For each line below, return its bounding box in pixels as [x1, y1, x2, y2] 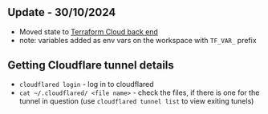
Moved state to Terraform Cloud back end [18, 26, 158, 37]
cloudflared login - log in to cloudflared [18, 80, 154, 89]
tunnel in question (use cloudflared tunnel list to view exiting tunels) [18, 96, 254, 106]
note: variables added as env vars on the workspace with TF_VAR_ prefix [18, 35, 258, 45]
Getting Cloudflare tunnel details [7, 58, 174, 72]
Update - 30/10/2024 [7, 6, 116, 19]
